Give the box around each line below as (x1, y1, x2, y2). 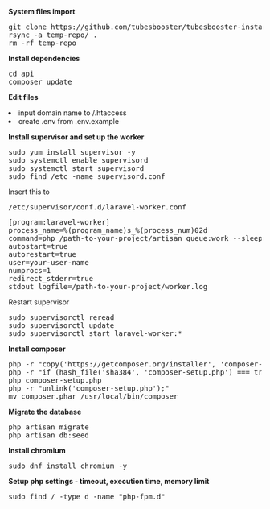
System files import (8, 7, 76, 16)
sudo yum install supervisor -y (8, 148, 136, 156)
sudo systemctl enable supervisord (8, 156, 149, 164)
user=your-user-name (8, 258, 90, 267)
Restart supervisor (8, 297, 70, 307)
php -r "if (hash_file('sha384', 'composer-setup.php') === (8, 368, 251, 377)
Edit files (8, 93, 39, 101)
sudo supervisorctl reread (8, 313, 115, 321)
